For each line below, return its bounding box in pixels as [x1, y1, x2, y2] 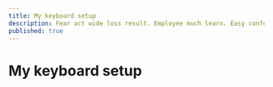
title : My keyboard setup [8, 11, 96, 20]
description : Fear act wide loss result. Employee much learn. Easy [8, 19, 245, 27]
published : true [8, 27, 63, 35]
